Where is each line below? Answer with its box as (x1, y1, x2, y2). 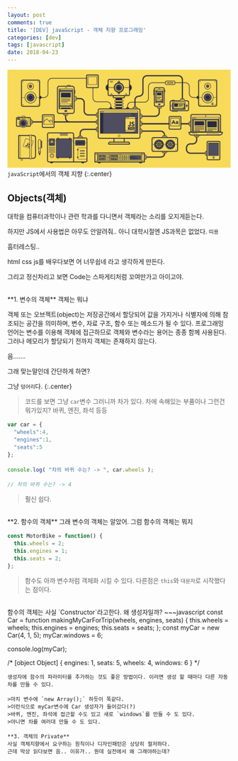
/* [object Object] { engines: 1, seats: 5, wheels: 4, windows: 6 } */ (7, 658, 200, 667)
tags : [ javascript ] (7, 41, 65, 49)
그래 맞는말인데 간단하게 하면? (7, 367, 91, 376)
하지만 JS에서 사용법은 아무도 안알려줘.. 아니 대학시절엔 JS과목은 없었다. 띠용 (7, 227, 219, 236)
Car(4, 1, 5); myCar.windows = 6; (7, 630, 103, 639)
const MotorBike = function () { (7, 532, 103, 540)
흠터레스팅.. (7, 242, 40, 251)
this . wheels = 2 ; (13, 540, 65, 547)
